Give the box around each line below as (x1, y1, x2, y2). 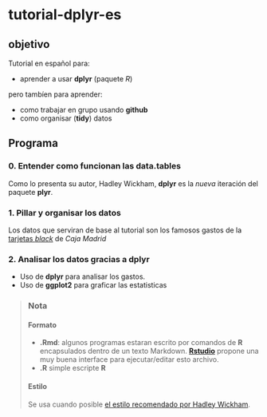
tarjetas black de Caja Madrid (8, 233, 107, 243)
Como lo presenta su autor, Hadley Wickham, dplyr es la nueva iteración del (8, 178, 259, 189)
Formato (27, 320, 57, 329)
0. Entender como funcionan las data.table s (8, 161, 182, 172)
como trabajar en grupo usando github (19, 105, 148, 114)
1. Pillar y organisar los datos (8, 207, 121, 218)
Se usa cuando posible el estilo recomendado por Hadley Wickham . (27, 399, 251, 409)
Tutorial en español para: (8, 58, 90, 68)
